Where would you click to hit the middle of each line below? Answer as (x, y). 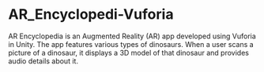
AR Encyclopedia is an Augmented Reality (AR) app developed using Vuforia (132, 36)
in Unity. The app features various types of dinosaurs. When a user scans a (131, 44)
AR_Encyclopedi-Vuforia (91, 14)
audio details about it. (43, 61)
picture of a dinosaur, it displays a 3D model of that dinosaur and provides (128, 52)
